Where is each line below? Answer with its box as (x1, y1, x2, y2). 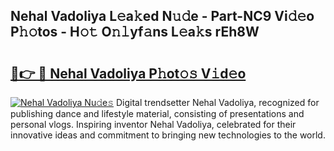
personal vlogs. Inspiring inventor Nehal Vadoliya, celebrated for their (10, 119, 297, 130)
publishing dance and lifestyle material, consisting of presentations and (10, 108, 305, 119)
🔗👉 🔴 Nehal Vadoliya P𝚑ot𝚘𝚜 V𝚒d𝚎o (10, 65, 247, 82)
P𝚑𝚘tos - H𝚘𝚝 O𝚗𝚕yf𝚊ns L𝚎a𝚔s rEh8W (10, 24, 260, 41)
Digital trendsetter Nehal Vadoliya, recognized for (116, 97, 320, 108)
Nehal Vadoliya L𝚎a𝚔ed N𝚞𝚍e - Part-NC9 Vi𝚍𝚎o (10, 8, 315, 25)
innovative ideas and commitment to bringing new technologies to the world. (10, 129, 326, 141)
